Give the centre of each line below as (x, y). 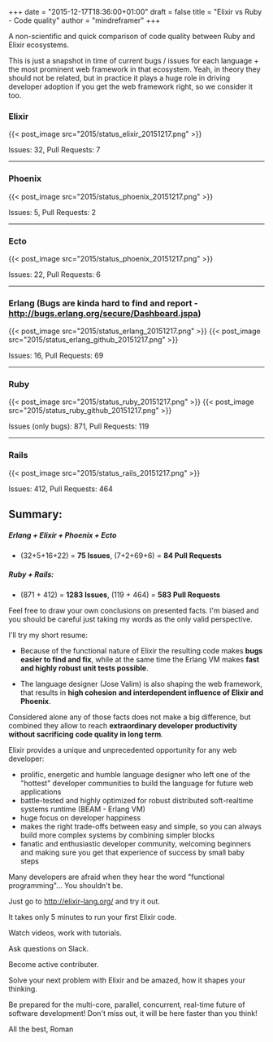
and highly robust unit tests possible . (84, 668)
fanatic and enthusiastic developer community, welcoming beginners (136, 844)
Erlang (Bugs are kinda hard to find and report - (103, 303)
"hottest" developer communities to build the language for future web (136, 783)
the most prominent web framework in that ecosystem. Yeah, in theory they (135, 69)
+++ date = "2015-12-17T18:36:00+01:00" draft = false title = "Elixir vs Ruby (135, 12)
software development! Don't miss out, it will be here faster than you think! (133, 1013)
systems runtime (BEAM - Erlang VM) (83, 809)
